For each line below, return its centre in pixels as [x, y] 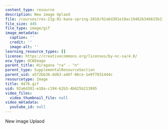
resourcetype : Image [27, 79]
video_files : [19, 93]
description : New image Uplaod [38, 14]
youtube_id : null [28, 107]
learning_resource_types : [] [35, 51]
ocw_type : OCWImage [25, 61]
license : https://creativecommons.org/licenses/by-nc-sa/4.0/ [71, 56]
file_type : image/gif [28, 28]
